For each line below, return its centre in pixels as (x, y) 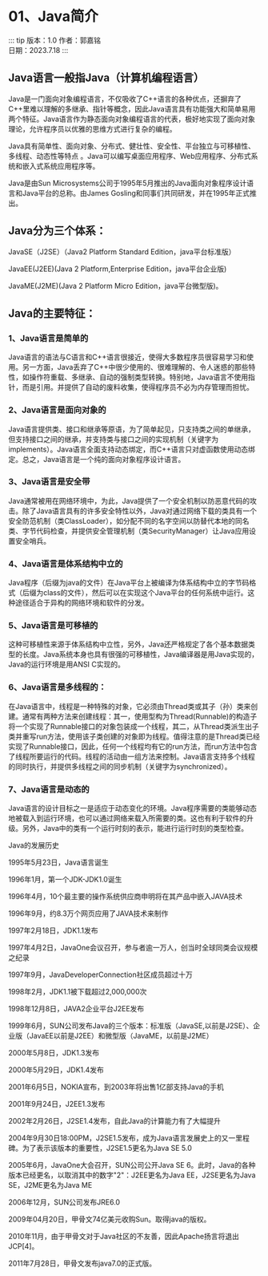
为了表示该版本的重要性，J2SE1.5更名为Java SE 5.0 (107, 1148)
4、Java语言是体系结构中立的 (66, 564)
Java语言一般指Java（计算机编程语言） (106, 78)
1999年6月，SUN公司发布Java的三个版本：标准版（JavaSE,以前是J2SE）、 (131, 1026)
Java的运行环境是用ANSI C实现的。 (67, 664)
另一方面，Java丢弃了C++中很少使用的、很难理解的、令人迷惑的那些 (136, 367)
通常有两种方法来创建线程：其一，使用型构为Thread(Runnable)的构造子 (140, 716)
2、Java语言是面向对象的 (57, 410)
